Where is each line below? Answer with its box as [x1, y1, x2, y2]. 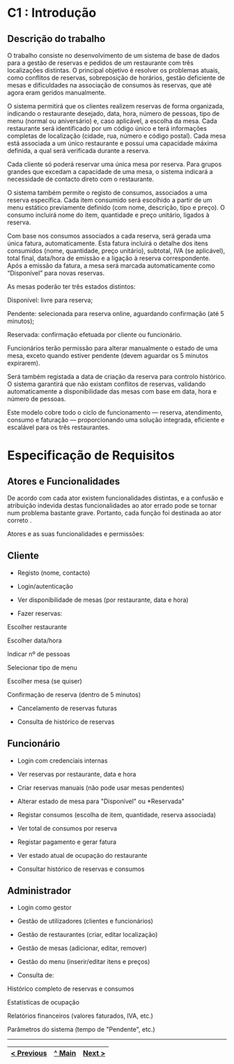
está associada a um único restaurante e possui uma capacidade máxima [7, 139, 218, 148]
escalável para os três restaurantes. [7, 423, 110, 431]
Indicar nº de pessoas [7, 649, 71, 658]
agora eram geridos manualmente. [7, 89, 107, 96]
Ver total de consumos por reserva [17, 824, 117, 833]
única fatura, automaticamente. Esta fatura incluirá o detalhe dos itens [7, 239, 209, 247]
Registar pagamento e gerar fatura [17, 837, 117, 846]
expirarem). [7, 359, 40, 367]
